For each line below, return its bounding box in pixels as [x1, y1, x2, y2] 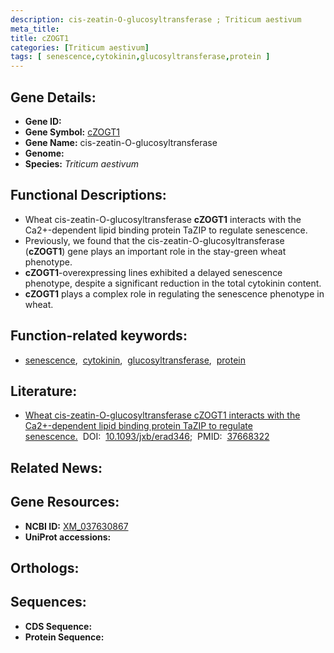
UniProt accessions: [24, 531, 112, 543]
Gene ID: [24, 115, 62, 127]
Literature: [10, 382, 78, 400]
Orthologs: [10, 559, 80, 576]
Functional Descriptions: [10, 187, 167, 204]
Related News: [10, 459, 103, 476]
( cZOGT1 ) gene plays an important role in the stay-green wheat [24, 245, 287, 257]
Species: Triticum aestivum [24, 157, 139, 170]
